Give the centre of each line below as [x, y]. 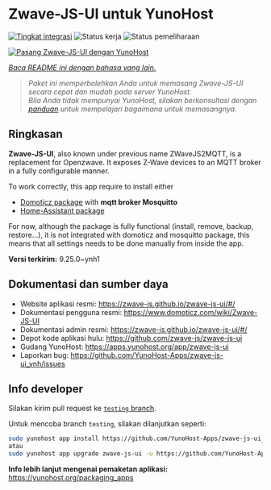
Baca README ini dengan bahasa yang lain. [82, 67]
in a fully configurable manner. [59, 171]
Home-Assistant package [62, 210]
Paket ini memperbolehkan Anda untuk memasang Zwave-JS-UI [135, 83]
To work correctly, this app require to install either [91, 186]
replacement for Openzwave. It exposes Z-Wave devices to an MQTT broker [135, 162]
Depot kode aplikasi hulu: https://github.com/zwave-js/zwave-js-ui [131, 338]
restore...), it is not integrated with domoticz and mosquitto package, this [129, 235]
